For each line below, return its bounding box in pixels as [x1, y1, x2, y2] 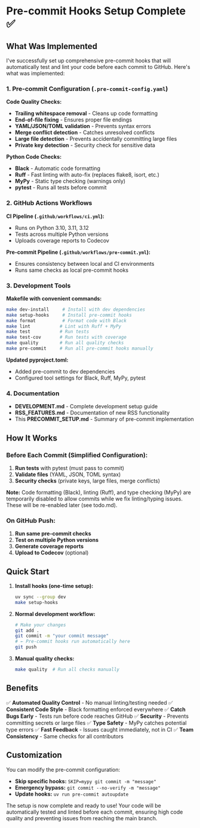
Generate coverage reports [14, 543, 84, 550]
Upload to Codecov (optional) [14, 549, 89, 556]
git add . [14, 627, 40, 633]
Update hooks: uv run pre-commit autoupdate [14, 790, 129, 797]
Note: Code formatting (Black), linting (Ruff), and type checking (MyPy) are [6, 489, 192, 496]
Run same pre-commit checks [14, 530, 91, 537]
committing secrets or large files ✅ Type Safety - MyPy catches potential [6, 719, 187, 726]
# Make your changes [14, 621, 66, 628]
